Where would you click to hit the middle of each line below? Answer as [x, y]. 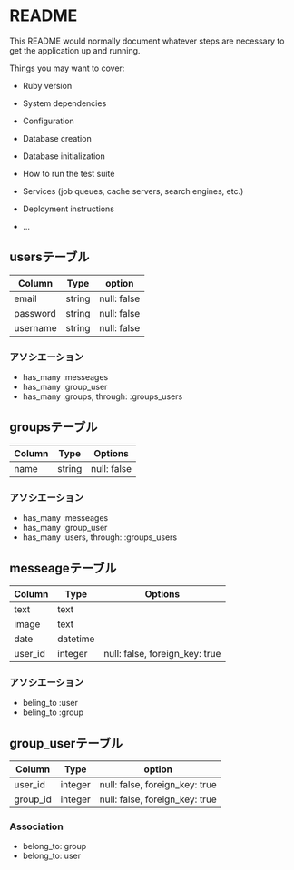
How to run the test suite [69, 173]
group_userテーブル [66, 743]
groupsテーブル [54, 427]
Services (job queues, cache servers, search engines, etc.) [133, 191]
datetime [76, 639]
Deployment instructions [69, 209]
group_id [33, 799]
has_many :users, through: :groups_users [100, 537]
